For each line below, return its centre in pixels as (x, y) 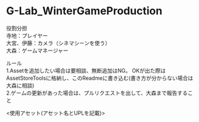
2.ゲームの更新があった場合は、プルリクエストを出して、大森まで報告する (97, 93)
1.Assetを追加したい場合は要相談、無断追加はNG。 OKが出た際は (86, 70)
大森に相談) (20, 85)
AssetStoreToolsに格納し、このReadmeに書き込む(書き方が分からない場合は (100, 78)
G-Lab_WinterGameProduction (84, 11)
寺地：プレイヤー (27, 35)
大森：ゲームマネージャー (37, 50)
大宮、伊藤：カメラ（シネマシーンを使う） (58, 43)
